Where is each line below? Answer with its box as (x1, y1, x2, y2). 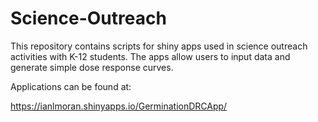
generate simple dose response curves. (10, 61, 174, 73)
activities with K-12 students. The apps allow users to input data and (10, 50, 291, 62)
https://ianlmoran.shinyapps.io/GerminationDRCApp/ (10, 100, 228, 112)
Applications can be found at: (10, 80, 132, 92)
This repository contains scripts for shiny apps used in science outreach (10, 40, 308, 52)
